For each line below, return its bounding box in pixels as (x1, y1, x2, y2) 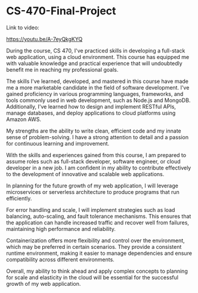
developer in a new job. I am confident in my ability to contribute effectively (6, 164, 191, 171)
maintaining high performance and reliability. (6, 225, 116, 232)
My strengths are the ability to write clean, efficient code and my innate (6, 127, 181, 134)
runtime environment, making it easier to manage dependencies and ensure (6, 249, 193, 257)
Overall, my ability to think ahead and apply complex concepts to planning (6, 267, 188, 275)
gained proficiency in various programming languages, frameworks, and (6, 90, 184, 97)
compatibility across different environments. (6, 255, 115, 263)
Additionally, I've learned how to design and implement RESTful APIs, (6, 103, 176, 110)
